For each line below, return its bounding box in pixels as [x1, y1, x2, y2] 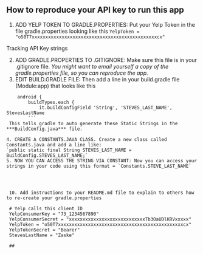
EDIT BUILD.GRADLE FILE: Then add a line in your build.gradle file [15, 75, 180, 83]
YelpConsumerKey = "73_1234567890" [9, 211, 99, 217]
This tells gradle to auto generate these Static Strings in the [9, 120, 178, 126]
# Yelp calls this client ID [9, 205, 83, 211]
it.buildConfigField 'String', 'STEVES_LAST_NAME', [38, 105, 173, 111]
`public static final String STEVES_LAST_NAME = [6, 147, 132, 153]
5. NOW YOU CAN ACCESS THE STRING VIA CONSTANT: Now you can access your [6, 157, 198, 163]
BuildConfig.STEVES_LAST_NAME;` [6, 152, 88, 159]
